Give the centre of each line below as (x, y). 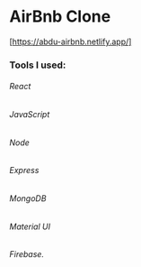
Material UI (30, 226)
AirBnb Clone (60, 17)
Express (24, 170)
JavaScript (30, 115)
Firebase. (27, 254)
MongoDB (28, 198)
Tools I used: (38, 65)
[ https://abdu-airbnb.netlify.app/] (70, 41)
